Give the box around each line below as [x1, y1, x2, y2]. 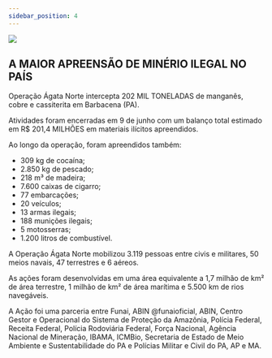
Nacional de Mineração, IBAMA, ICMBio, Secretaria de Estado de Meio [8, 332, 244, 342]
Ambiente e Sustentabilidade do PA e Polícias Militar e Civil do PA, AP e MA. [8, 341, 262, 351]
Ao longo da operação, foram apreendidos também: [8, 140, 182, 150]
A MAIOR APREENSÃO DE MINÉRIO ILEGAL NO [8, 58, 248, 71]
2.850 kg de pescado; [19, 164, 94, 175]
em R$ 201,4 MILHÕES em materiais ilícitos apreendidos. [8, 124, 199, 134]
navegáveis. [8, 291, 49, 300]
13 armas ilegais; [19, 208, 77, 218]
